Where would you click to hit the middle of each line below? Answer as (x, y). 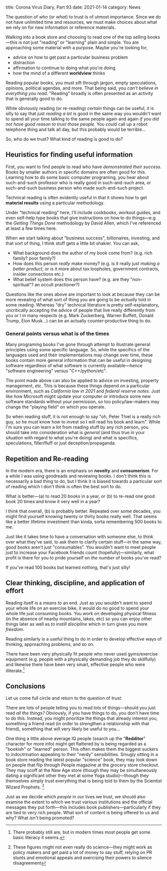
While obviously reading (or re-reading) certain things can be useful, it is (80, 108)
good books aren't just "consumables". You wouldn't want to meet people (81, 547)
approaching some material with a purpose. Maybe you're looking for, (77, 48)
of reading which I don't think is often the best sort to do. (64, 486)
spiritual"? (23, 284)
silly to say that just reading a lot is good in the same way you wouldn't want (83, 113)
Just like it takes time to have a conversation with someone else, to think (80, 537)
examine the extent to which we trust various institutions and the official (79, 802)
